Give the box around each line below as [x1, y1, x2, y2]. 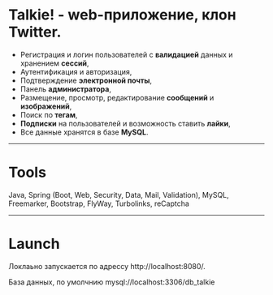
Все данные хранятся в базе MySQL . [19, 127, 149, 137]
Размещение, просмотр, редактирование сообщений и [19, 92, 214, 102]
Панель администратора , [19, 83, 112, 94]
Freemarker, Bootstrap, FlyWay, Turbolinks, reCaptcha [8, 199, 189, 208]
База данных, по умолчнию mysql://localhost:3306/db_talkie [8, 277, 215, 287]
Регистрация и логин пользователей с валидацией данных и [19, 49, 233, 59]
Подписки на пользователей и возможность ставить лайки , [19, 118, 232, 128]
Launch [8, 235, 60, 253]
